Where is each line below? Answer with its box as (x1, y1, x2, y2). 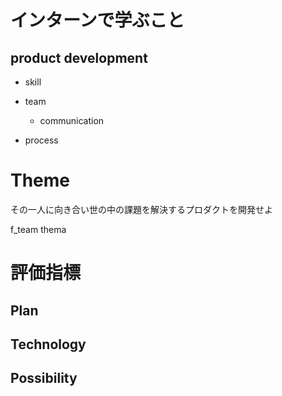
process (24, 134, 59, 146)
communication (39, 115, 105, 126)
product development (10, 49, 148, 66)
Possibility (10, 370, 78, 387)
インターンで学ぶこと (10, 9, 185, 32)
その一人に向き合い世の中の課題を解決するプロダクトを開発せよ (10, 203, 273, 215)
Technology (10, 336, 87, 353)
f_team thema (10, 223, 67, 235)
